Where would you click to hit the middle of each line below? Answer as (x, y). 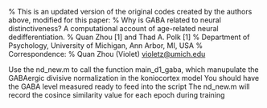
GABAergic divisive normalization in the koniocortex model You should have (134, 78)
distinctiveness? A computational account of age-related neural (113, 28)
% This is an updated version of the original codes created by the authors (130, 12)
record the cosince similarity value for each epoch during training (117, 95)
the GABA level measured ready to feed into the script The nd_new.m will (129, 86)
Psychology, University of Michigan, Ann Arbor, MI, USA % (106, 46)
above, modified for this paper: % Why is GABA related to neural (115, 20)
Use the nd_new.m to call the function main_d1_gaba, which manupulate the (133, 70)
